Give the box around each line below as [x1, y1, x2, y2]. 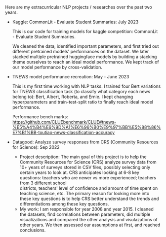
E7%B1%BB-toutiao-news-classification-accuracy [12, 130, 115, 135]
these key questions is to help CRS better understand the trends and [19, 196, 159, 202]
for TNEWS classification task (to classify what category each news [12, 89, 151, 94]
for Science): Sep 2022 [12, 144, 60, 150]
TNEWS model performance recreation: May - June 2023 [12, 74, 129, 79]
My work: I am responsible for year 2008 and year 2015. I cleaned [19, 206, 154, 212]
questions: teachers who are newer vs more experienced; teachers [19, 175, 157, 180]
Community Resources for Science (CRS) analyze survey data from [19, 159, 157, 165]
